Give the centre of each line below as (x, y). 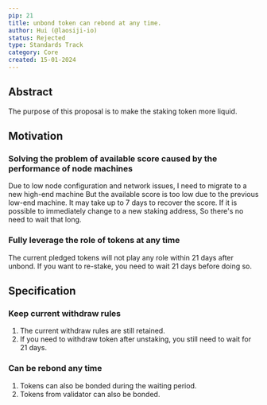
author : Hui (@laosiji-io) (53, 30)
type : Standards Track (46, 45)
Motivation (36, 136)
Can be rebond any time (55, 368)
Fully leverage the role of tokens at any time (94, 241)
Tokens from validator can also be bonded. (90, 394)
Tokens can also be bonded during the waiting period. (108, 385)
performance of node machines (71, 169)
